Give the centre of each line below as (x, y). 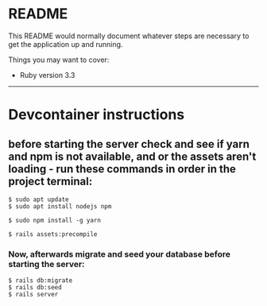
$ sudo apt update (39, 199)
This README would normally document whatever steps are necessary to (129, 36)
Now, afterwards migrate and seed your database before (120, 254)
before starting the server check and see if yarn (129, 144)
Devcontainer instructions (97, 115)
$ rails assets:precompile (53, 234)
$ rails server (33, 295)
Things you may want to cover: (59, 60)
